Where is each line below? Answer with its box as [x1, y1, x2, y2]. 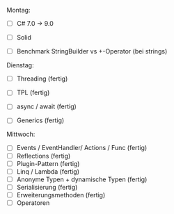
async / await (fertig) [16, 102, 77, 110]
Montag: [6, 6, 31, 14]
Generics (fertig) [16, 116, 65, 124]
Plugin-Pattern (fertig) [16, 159, 80, 167]
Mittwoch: [6, 130, 35, 138]
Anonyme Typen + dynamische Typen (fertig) [16, 175, 148, 183]
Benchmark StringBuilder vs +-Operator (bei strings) [16, 47, 168, 56]
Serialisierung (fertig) [16, 183, 78, 191]
